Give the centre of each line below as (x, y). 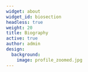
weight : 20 (19, 28)
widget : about (23, 11)
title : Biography (27, 33)
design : (16, 49)
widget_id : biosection (34, 17)
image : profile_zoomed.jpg (50, 60)
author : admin (23, 44)
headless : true (25, 22)
